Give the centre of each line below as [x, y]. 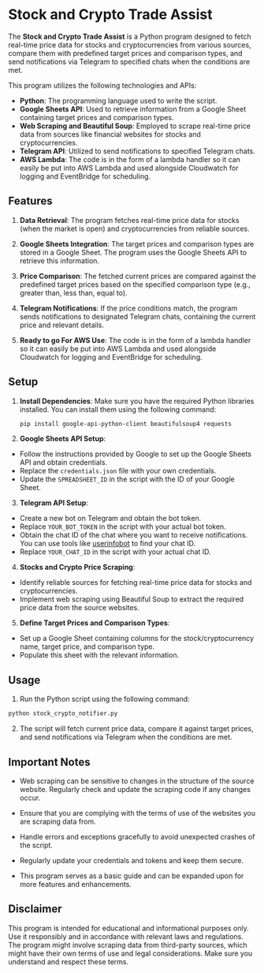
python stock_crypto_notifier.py [63, 714]
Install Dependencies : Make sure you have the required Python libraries [137, 401]
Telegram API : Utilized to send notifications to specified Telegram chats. [138, 151]
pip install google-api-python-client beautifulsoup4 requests [126, 424]
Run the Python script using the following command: [105, 699]
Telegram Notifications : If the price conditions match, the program [128, 308]
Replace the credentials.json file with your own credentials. [118, 471]
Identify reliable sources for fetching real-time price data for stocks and [136, 583]
